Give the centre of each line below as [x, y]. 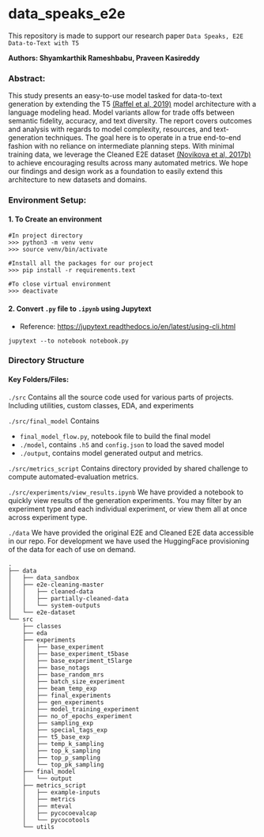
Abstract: [27, 78]
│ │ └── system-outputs [55, 605]
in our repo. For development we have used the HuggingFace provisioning [129, 541]
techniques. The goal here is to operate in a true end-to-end [143, 138]
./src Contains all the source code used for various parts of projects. [121, 397]
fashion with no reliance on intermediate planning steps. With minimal [121, 146]
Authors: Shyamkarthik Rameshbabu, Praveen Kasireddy [104, 58]
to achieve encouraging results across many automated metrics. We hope [128, 163]
